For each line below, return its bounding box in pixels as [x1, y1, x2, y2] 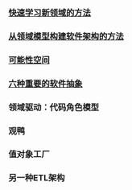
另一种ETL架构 [8, 172, 65, 184]
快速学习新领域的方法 [8, 6, 91, 18]
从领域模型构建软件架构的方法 [8, 31, 125, 42]
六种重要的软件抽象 [8, 78, 83, 89]
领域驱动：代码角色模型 [8, 101, 99, 113]
